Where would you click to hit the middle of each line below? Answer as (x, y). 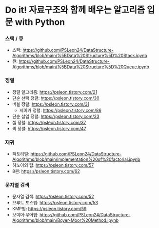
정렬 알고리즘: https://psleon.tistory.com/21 (55, 92)
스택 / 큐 (14, 38)
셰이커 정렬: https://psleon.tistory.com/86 (60, 110)
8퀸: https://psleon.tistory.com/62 (46, 171)
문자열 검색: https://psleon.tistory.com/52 (53, 197)
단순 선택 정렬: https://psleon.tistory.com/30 (56, 98)
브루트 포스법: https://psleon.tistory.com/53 (55, 203)
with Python (40, 22)
